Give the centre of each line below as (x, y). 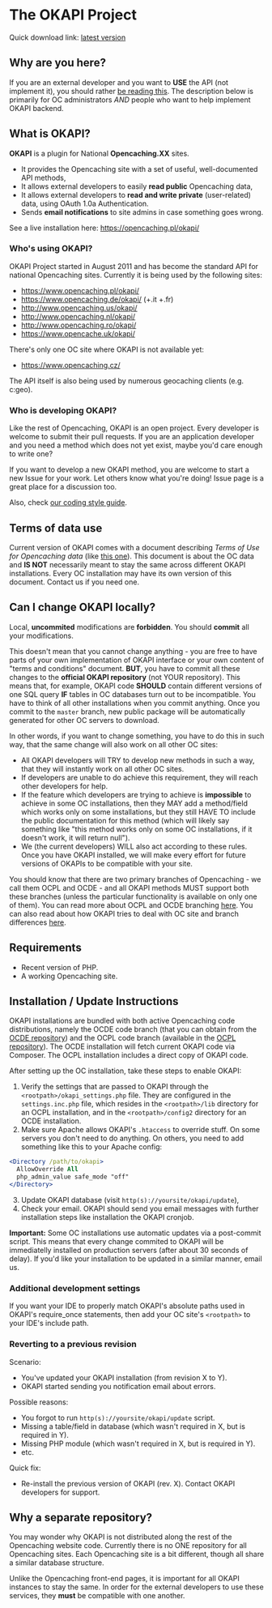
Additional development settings (75, 1288)
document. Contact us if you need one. (74, 582)
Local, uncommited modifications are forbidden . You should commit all (129, 627)
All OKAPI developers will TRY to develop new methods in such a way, (138, 760)
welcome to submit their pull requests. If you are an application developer (132, 437)
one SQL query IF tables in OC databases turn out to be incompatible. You (132, 694)
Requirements (45, 948)
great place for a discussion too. (63, 487)
